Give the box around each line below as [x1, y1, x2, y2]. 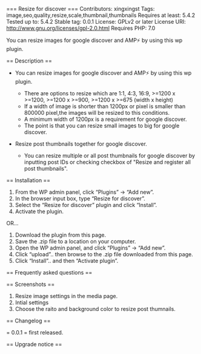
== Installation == [6, 177, 51, 184]
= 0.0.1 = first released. [6, 329, 64, 336]
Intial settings [15, 299, 49, 306]
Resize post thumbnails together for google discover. [15, 140, 147, 148]
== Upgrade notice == [6, 341, 62, 348]
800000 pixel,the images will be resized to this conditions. [24, 109, 170, 116]
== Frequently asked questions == [6, 269, 93, 276]
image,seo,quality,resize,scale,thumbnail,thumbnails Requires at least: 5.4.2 [6, 12, 196, 19]
